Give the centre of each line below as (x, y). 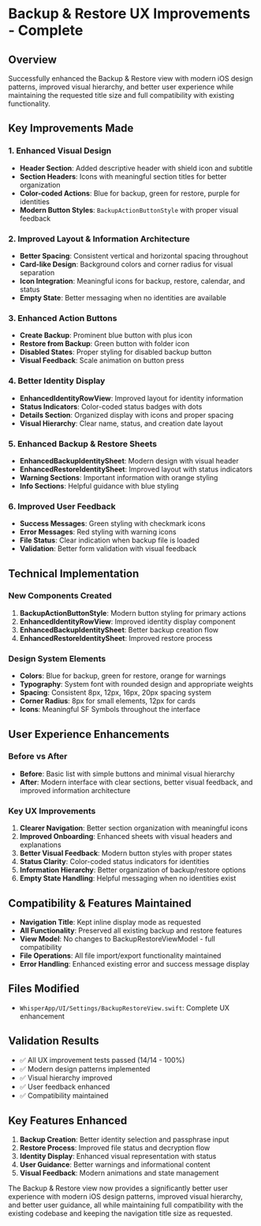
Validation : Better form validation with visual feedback (108, 549)
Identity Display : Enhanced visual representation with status (118, 1157)
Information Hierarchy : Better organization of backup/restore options (132, 870)
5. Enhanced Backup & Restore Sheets (83, 444)
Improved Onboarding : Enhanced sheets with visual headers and (126, 837)
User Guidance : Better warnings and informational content (115, 1165)
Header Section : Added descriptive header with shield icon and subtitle (136, 168)
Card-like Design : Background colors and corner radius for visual (126, 264)
